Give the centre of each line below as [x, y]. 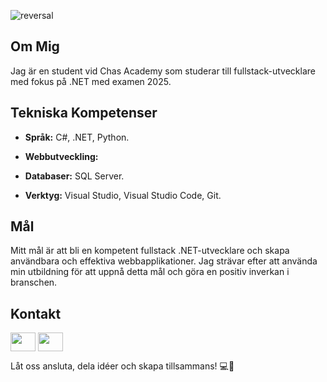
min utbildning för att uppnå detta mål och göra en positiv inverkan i [150, 272]
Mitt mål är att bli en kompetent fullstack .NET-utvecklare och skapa [150, 251]
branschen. [34, 282]
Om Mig [35, 46]
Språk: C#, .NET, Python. [77, 137]
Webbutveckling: [61, 156]
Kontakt [36, 313]
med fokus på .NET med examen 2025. [91, 81]
